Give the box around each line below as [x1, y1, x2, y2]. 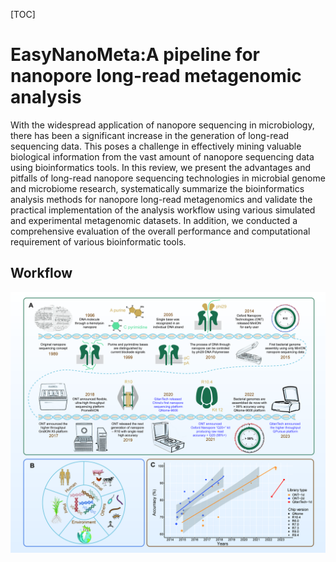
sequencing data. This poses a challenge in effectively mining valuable [10, 140, 302, 152]
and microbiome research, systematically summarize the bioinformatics [10, 182, 305, 194]
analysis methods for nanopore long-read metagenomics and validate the [10, 193, 313, 205]
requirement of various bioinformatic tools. [10, 235, 187, 248]
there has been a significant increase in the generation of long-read [10, 129, 290, 141]
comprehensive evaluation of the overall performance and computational [10, 225, 311, 237]
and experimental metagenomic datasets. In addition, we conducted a [10, 214, 298, 226]
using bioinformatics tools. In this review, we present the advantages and [10, 161, 312, 173]
